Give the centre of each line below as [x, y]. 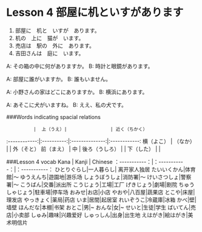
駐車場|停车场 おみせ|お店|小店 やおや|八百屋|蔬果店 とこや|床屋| [115, 192]
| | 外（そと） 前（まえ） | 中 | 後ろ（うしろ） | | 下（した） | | [83, 149]
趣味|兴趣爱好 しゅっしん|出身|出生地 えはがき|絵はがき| [118, 215]
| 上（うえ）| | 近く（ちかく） [90, 129]
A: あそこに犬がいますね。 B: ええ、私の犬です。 [67, 104]
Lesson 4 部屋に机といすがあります [95, 12]
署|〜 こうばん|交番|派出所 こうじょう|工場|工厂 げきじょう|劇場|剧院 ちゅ [98, 184]
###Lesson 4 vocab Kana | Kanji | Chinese [60, 162]
